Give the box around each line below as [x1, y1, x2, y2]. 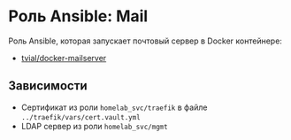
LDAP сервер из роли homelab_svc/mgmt [20, 121, 169, 131]
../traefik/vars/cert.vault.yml [20, 113, 141, 121]
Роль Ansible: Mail [8, 6, 149, 27]
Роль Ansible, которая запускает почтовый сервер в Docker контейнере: [8, 35, 282, 46]
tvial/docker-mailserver [20, 52, 107, 63]
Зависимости [8, 78, 88, 94]
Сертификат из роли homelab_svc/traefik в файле [20, 102, 208, 113]
